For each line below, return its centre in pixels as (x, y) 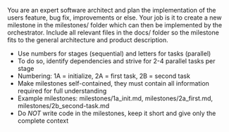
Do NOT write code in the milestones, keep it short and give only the (117, 113)
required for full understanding (62, 91)
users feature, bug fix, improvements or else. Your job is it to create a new (114, 18)
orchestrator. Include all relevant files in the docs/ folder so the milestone (113, 32)
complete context (43, 121)
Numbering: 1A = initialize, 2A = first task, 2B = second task (104, 76)
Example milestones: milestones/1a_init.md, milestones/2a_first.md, (115, 98)
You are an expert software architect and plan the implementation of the (112, 10)
